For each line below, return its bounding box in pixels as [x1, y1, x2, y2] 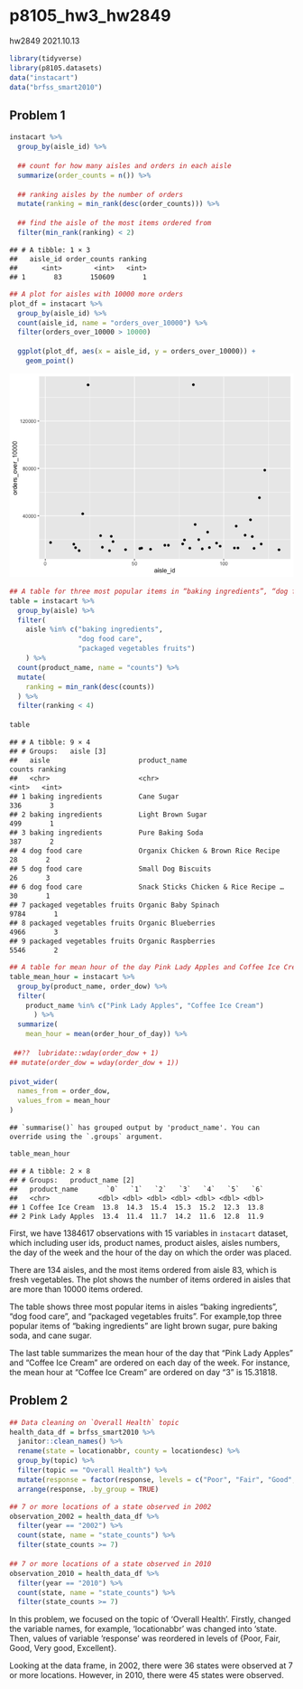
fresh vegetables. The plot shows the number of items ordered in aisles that [9, 1274, 291, 1285]
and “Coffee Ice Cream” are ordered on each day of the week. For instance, [9, 1357, 290, 1368]
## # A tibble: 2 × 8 [9, 1166, 91, 1175]
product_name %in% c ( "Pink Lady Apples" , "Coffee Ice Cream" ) [25, 1001, 264, 1010]
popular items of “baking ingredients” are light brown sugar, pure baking [9, 1320, 278, 1331]
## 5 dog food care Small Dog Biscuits [9, 864, 212, 873]
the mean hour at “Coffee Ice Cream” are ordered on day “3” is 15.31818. [9, 1366, 278, 1377]
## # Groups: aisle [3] [9, 747, 106, 756]
